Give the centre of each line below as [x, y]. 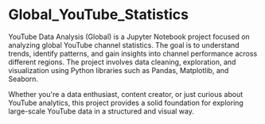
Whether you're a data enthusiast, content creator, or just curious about [126, 94]
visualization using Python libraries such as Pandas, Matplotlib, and [119, 70]
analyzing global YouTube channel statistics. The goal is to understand [124, 45]
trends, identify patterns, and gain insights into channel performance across [133, 53]
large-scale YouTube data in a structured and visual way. [101, 111]
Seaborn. [23, 79]
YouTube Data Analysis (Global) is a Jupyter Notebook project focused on [129, 37]
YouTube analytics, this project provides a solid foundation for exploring [126, 103]
